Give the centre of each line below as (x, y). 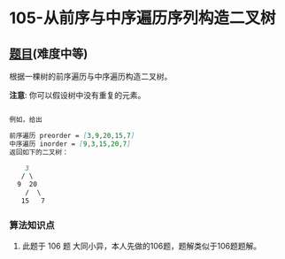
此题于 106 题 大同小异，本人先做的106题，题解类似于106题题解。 (142, 246)
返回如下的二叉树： (39, 152)
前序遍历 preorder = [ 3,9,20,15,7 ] (72, 135)
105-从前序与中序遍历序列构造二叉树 (142, 18)
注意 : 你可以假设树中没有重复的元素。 (77, 95)
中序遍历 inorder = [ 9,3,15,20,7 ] (70, 144)
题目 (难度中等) (49, 53)
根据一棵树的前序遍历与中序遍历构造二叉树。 (91, 76)
